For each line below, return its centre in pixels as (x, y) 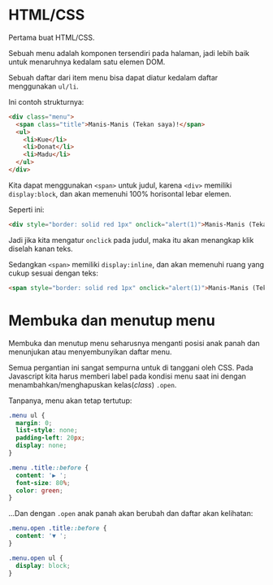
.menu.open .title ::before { (58, 529)
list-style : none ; (47, 431)
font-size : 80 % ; (43, 483)
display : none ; (41, 446)
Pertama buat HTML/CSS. (52, 37)
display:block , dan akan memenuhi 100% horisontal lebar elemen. (120, 193)
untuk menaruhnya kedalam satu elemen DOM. (87, 62)
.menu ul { (27, 415)
